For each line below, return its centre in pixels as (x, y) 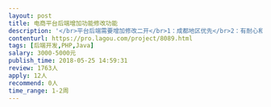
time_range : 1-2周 (39, 91)
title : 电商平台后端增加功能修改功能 (63, 23)
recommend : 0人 (33, 83)
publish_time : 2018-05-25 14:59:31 (68, 61)
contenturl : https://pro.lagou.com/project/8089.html (101, 38)
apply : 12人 (28, 76)
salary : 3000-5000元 (42, 53)
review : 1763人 (33, 68)
